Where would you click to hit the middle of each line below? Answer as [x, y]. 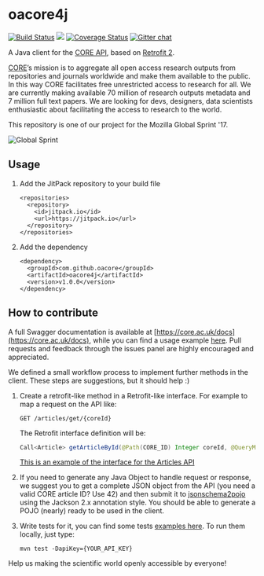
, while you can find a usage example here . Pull [165, 340]
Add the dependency [53, 247]
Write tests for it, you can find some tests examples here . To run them [132, 526]
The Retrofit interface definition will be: [82, 433]
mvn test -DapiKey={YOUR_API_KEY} [76, 549]
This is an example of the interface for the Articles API [107, 462]
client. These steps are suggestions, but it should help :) [99, 380]
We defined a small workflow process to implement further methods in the [128, 372]
